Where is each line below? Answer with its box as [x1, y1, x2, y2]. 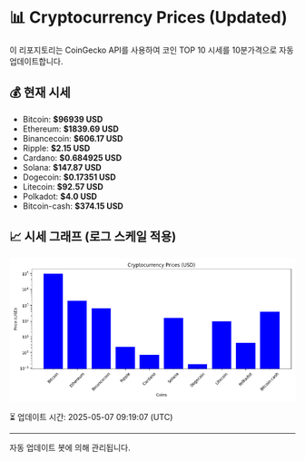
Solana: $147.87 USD [22, 162, 102, 172]
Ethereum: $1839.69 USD [22, 123, 120, 134]
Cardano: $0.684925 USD [22, 152, 123, 163]
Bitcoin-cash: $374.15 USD [22, 201, 124, 211]
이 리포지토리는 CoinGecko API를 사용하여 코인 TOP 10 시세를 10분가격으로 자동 [9, 44, 294, 55]
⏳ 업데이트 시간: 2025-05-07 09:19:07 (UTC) [9, 411, 173, 422]
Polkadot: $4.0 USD [22, 191, 98, 201]
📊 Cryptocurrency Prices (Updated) [9, 7, 288, 28]
